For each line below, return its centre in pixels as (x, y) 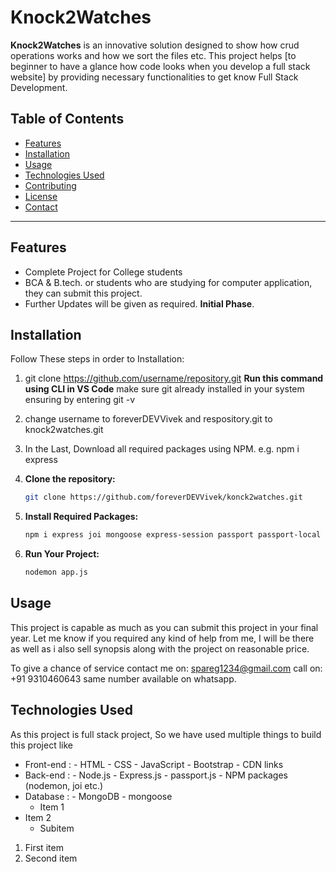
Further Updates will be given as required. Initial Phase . (139, 303)
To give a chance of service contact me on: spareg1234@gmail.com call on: (166, 668)
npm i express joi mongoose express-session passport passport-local (173, 535)
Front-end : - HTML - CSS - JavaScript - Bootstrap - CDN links (154, 764)
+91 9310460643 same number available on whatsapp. (123, 678)
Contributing (50, 185)
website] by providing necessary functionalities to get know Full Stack (154, 77)
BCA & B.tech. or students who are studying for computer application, (168, 282)
